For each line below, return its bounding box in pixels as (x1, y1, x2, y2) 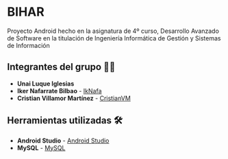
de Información (7, 41, 50, 49)
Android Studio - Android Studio (16, 136, 110, 145)
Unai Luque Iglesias (16, 79, 75, 88)
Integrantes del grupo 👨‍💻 (7, 61, 116, 73)
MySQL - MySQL (16, 143, 66, 151)
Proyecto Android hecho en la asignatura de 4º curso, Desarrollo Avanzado (7, 27, 219, 35)
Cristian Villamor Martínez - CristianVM (16, 94, 131, 102)
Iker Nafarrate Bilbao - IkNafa (16, 86, 102, 95)
